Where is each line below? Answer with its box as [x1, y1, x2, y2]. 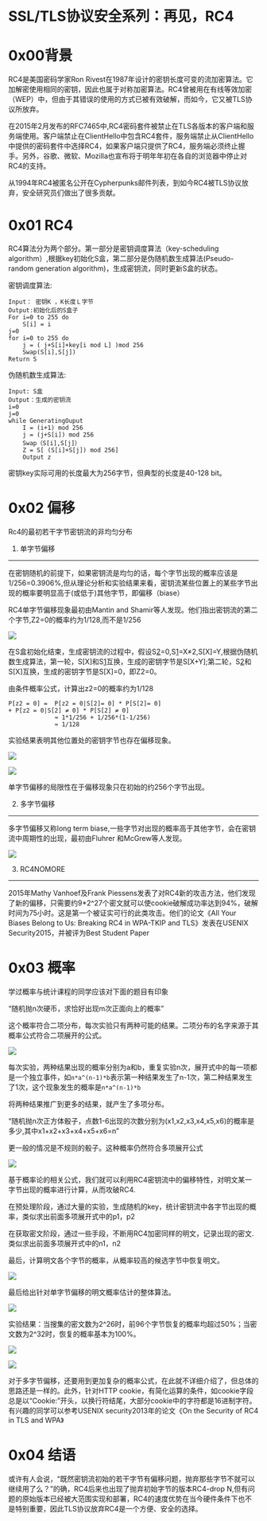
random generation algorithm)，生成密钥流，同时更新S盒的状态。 [8, 264, 222, 273]
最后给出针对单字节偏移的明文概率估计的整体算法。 [8, 1287, 176, 1296]
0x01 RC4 [8, 217, 74, 235]
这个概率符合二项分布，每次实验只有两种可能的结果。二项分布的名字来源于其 [8, 1020, 259, 1030]
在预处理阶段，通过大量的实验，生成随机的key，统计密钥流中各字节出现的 [8, 1202, 250, 1211]
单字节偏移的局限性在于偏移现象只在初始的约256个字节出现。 [8, 782, 209, 792]
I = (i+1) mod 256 [22, 424, 83, 432]
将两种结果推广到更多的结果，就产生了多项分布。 [8, 1099, 168, 1108]
